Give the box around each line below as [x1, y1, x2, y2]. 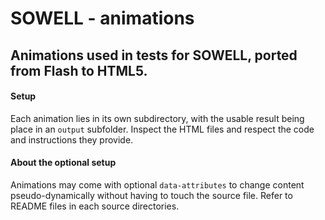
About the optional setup [10, 157, 117, 169]
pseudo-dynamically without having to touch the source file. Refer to [10, 189, 293, 201]
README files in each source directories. [10, 200, 180, 212]
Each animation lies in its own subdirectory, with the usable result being [10, 112, 305, 124]
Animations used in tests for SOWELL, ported [10, 47, 298, 64]
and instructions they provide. [10, 133, 134, 146]
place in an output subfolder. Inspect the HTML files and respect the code [10, 123, 315, 135]
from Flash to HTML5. [10, 62, 148, 79]
